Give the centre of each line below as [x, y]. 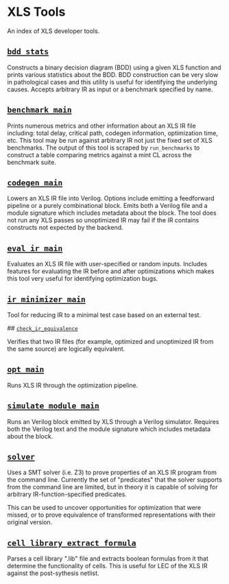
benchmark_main [39, 110]
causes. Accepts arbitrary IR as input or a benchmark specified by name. [110, 89]
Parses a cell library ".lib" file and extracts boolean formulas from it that [108, 559]
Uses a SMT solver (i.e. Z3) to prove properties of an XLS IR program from [112, 472]
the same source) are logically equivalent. [66, 349]
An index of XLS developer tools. [53, 31]
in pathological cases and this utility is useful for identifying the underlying [112, 82]
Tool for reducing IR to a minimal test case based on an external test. [104, 315]
